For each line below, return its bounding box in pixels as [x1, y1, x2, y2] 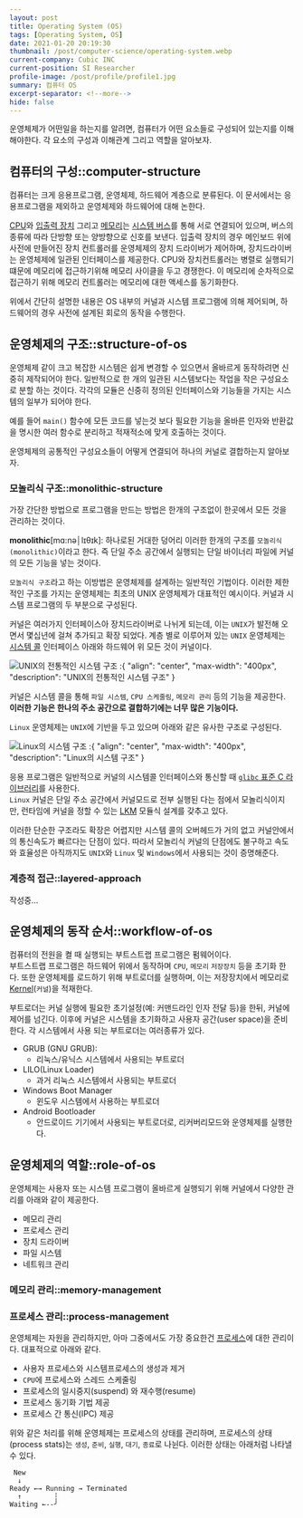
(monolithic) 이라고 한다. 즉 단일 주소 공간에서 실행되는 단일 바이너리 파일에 [9, 546, 278, 557]
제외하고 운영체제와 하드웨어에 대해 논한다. [55, 201, 205, 212]
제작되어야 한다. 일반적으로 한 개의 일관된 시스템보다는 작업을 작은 [25, 373, 258, 384]
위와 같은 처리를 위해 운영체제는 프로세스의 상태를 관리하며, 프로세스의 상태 [9, 1427, 273, 1438]
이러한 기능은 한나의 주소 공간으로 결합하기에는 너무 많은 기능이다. [9, 703, 239, 714]
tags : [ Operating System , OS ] [9, 30, 124, 39]
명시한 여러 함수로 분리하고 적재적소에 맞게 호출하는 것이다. [18, 427, 227, 437]
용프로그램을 [9, 201, 54, 212]
